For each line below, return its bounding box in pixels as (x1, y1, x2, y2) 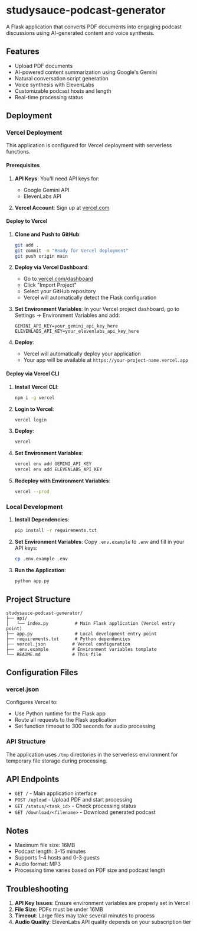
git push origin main (14, 253, 68, 259)
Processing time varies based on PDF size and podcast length (14, 867, 166, 874)
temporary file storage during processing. (6, 757, 108, 764)
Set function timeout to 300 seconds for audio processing (14, 722, 156, 730)
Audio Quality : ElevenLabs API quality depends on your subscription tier (14, 919, 192, 926)
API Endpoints (6, 774, 60, 784)
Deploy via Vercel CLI (6, 370, 60, 377)
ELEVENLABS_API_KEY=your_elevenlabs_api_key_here (14, 329, 140, 335)
